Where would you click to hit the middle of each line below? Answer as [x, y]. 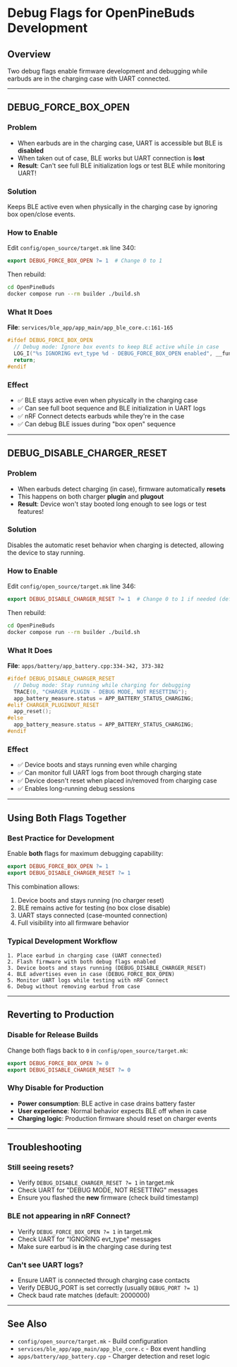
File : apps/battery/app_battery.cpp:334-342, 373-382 [86, 666]
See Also [27, 1324]
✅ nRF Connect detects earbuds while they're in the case [101, 416]
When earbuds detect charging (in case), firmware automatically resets [121, 488]
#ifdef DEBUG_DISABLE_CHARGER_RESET [61, 679]
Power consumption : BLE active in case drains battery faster [106, 1103]
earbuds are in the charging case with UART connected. [89, 78]
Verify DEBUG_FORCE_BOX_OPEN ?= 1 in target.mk [85, 1231]
